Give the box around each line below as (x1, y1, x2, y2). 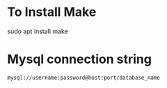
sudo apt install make (7, 27, 68, 35)
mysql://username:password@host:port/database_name (7, 74, 160, 81)
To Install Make (7, 4, 97, 20)
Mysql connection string (7, 51, 152, 67)
